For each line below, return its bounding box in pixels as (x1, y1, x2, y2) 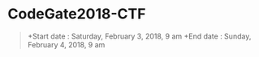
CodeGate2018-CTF (7, 5, 146, 23)
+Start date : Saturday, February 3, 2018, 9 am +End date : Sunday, (27, 31, 252, 41)
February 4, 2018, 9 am (27, 39, 106, 49)
